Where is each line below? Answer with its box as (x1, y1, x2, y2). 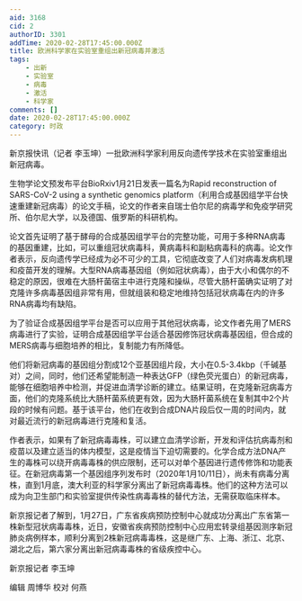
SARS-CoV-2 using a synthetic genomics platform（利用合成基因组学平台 (9, 190, 280, 200)
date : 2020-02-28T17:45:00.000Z (9, 113, 130, 122)
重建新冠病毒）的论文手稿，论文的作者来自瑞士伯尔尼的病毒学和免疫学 (16, 201, 277, 211)
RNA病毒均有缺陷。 (9, 299, 82, 309)
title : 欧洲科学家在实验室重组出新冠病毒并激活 (9, 47, 165, 56)
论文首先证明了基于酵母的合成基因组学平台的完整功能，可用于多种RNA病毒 (9, 231, 286, 241)
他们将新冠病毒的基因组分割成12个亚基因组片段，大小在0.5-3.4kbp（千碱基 (9, 359, 288, 370)
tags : (9, 55, 30, 64)
